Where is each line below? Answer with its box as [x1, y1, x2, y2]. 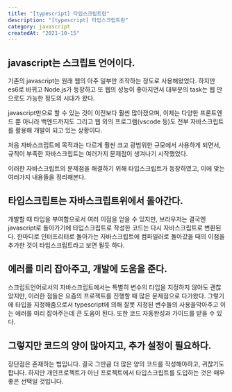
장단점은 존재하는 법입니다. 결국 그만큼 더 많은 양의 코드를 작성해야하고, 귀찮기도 [8, 359, 225, 368]
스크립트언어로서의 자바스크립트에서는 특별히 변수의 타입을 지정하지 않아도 [8, 282, 209, 291]
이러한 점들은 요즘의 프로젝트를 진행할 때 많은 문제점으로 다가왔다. [28, 291, 206, 300]
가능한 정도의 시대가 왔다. [26, 94, 96, 103]
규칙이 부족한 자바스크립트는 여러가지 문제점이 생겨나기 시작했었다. [8, 150, 188, 158]
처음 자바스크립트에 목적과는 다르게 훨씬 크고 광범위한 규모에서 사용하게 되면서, [8, 141, 222, 149]
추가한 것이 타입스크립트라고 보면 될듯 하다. [8, 241, 125, 249]
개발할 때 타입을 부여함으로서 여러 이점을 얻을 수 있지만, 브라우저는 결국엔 [8, 214, 206, 223]
